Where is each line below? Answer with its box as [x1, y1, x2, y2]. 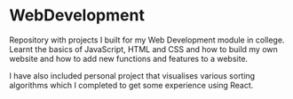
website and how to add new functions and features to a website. [9, 53, 249, 64]
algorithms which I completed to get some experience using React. [9, 80, 254, 90]
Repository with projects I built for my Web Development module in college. [9, 34, 285, 45]
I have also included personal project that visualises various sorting [9, 70, 256, 80]
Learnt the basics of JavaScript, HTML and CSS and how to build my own [9, 43, 278, 54]
